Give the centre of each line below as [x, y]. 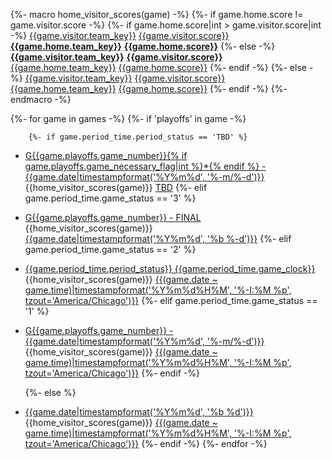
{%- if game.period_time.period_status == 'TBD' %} [138, 137]
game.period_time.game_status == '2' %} [110, 249]
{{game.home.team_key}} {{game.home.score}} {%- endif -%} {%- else [158, 67]
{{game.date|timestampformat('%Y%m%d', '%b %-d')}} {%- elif [158, 238]
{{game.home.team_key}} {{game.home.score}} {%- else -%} [143, 46]
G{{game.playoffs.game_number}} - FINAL [113, 217]
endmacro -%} [41, 99]
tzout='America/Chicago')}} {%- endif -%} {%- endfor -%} [146, 443]
